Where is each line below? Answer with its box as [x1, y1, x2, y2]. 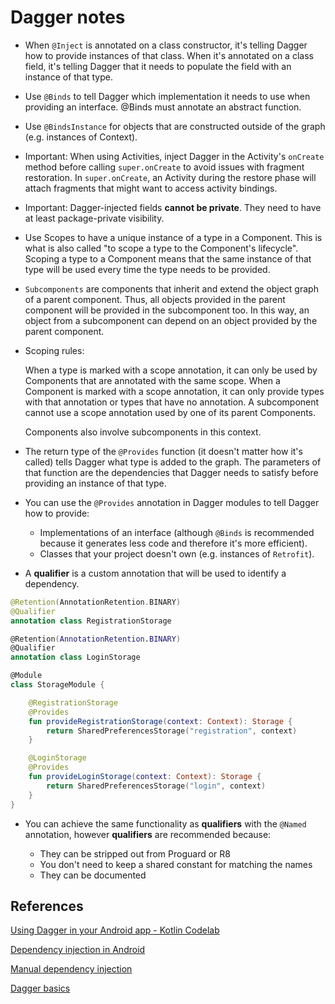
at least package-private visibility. [24, 212, 165, 224]
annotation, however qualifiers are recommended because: [24, 828, 272, 840]
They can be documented [39, 869, 147, 881]
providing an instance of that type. [24, 477, 167, 489]
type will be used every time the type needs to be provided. [24, 263, 271, 275]
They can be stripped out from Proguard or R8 [39, 847, 231, 860]
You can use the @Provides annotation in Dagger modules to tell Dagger [24, 496, 320, 508]
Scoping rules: [24, 344, 85, 356]
